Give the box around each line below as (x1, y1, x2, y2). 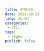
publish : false (5, 39, 35, 44)
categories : (5, 20, 29, 26)
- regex (7, 34, 22, 39)
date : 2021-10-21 (5, 12, 40, 17)
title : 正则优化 (5, 7, 34, 12)
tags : (5, 30, 16, 34)
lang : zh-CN (5, 16, 29, 21)
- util (7, 25, 21, 30)
